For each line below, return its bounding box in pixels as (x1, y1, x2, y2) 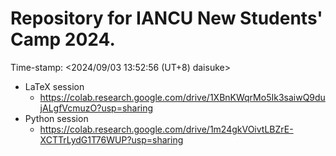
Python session (24, 112, 89, 124)
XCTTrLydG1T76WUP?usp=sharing (39, 133, 184, 146)
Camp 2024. (10, 28, 116, 51)
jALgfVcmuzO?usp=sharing (39, 102, 154, 114)
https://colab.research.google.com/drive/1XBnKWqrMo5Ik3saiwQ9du (39, 91, 326, 103)
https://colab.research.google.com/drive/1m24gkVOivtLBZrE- (39, 123, 294, 135)
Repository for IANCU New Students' (10, 7, 323, 30)
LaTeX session (24, 80, 85, 92)
